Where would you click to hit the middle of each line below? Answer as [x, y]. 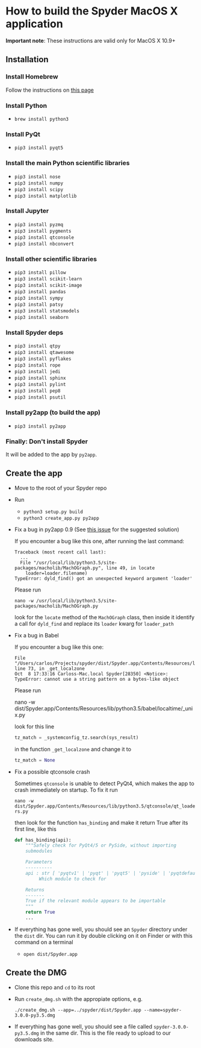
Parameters [39, 862]
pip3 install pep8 [37, 391]
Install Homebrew [32, 77]
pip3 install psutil [40, 397]
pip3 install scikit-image [48, 286]
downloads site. [34, 1039]
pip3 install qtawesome [44, 353]
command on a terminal [44, 942]
